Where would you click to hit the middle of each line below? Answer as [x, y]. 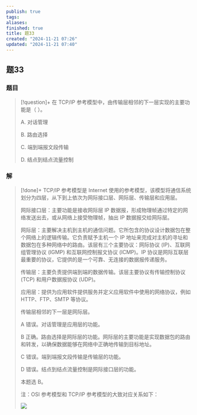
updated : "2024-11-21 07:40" [42, 45]
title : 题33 [20, 34]
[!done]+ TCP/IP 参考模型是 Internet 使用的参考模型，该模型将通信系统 [106, 190]
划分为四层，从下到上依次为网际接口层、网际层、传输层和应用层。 [100, 197]
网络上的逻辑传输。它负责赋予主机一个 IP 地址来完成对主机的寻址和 [107, 237]
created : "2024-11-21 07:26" [42, 39]
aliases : [17, 22]
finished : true [25, 28]
